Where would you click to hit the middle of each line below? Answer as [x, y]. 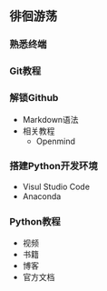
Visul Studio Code [56, 186]
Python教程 [35, 221]
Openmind [55, 141]
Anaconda [42, 196]
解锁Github [34, 98]
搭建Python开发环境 [53, 166]
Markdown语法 [50, 119]
